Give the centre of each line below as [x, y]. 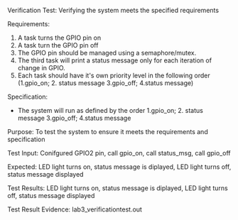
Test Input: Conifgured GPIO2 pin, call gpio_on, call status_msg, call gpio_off [119, 153]
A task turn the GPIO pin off [58, 45]
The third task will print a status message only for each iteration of [114, 60]
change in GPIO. [41, 68]
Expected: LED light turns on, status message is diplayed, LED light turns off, [119, 167]
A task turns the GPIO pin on [59, 38]
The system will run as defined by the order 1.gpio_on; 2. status [110, 110]
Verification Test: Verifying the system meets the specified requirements [113, 10]
